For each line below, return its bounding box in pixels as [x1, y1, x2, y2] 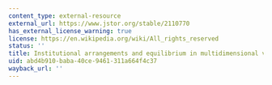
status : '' [8, 42, 45, 50]
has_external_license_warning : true [8, 27, 132, 35]
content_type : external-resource [8, 11, 121, 20]
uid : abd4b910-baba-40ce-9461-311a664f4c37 [8, 57, 158, 66]
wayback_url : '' [8, 65, 63, 73]
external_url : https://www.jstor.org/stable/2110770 [8, 19, 190, 28]
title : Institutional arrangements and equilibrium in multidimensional [8, 49, 259, 57]
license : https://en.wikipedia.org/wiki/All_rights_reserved [8, 34, 219, 43]
